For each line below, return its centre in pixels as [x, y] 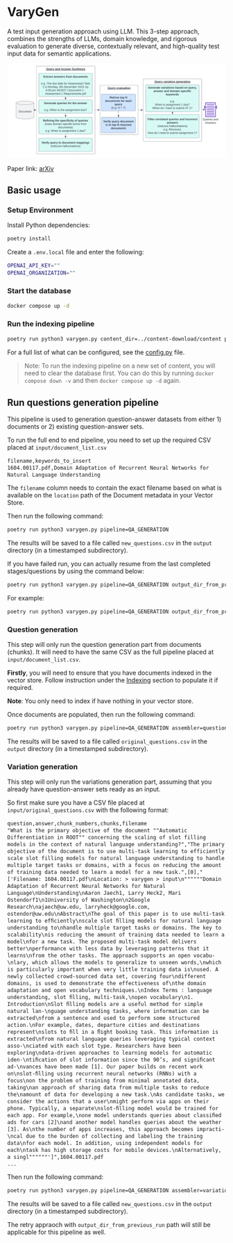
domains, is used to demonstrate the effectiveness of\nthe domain [107, 984]
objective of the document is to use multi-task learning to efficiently [116, 852]
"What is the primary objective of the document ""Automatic [97, 831]
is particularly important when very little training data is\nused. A [113, 970]
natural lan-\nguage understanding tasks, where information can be [108, 1012]
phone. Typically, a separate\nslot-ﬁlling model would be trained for [113, 1109]
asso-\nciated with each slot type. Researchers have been [94, 1046]
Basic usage [34, 190]
